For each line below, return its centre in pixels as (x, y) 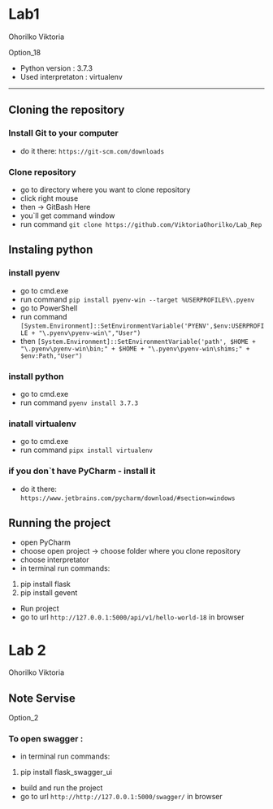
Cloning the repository (67, 110)
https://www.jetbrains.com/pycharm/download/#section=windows (128, 498)
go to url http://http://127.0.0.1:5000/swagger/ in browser (121, 797)
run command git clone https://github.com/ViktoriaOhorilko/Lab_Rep (141, 224)
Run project (39, 609)
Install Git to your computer (64, 133)
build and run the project (61, 788)
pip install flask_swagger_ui (66, 772)
